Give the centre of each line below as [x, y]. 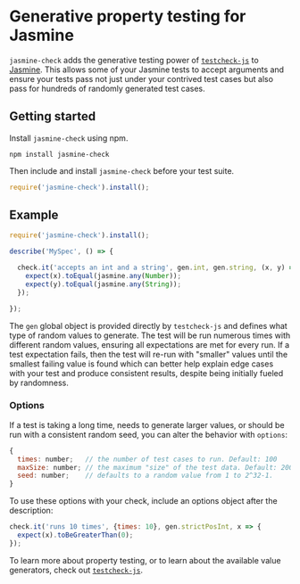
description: [31, 511]
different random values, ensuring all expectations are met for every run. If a [150, 344]
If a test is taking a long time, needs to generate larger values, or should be [147, 424]
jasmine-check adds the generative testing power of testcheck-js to [134, 60]
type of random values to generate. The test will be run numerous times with [150, 335]
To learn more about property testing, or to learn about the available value [145, 560]
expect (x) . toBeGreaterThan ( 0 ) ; [75, 535]
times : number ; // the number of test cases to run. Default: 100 [147, 459]
